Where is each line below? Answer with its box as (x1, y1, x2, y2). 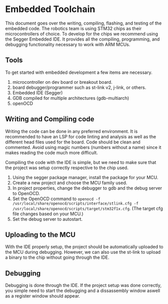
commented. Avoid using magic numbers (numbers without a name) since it (5, 144, 161, 150)
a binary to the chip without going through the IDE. (5, 254, 109, 260)
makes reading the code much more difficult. (5, 149, 98, 156)
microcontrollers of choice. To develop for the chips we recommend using (5, 31, 158, 37)
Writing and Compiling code (5, 115, 94, 123)
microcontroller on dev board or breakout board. (12, 79, 113, 85)
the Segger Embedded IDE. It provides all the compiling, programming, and (5, 36, 160, 42)
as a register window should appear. (5, 293, 80, 299)
